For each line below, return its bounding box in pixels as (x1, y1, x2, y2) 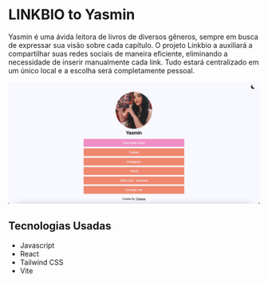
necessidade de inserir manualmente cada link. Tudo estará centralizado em (8, 57, 259, 67)
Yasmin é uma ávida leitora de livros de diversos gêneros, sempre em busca (8, 32, 259, 41)
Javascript (19, 241, 55, 250)
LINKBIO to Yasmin (8, 6, 136, 24)
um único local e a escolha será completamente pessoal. (8, 65, 195, 75)
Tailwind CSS (19, 257, 64, 267)
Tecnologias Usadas (8, 219, 112, 233)
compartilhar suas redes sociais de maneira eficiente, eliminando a (8, 49, 228, 58)
